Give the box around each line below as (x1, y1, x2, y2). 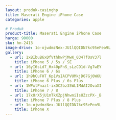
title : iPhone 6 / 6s (14, 69, 60, 74)
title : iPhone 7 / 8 (14, 88, 58, 93)
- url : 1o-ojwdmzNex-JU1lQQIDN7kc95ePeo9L (10, 102, 102, 107)
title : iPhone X (14, 107, 50, 112)
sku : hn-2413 (5, 40, 33, 46)
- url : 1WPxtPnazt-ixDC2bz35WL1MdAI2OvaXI (10, 83, 102, 88)
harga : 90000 (5, 36, 33, 41)
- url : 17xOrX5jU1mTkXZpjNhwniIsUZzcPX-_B (10, 92, 102, 98)
